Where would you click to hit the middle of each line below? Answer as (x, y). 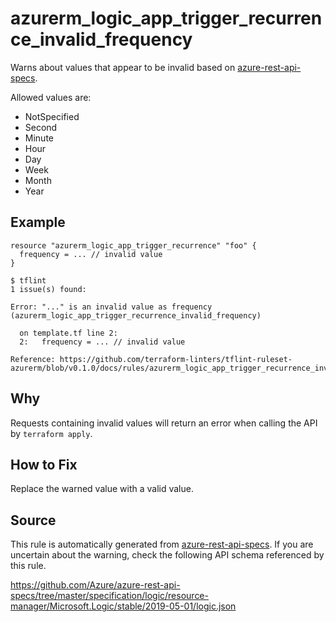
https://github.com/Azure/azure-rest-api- (95, 585)
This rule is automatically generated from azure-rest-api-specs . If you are (162, 544)
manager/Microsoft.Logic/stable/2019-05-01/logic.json (123, 606)
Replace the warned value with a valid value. (102, 489)
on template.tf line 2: (68, 333)
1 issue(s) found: (48, 289)
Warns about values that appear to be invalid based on (123, 67)
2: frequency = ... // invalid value (102, 342)
